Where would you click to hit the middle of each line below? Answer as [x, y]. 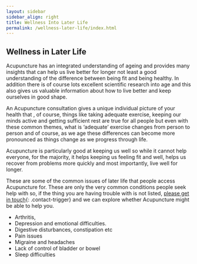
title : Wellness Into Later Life [47, 22]
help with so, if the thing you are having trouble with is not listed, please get [98, 194]
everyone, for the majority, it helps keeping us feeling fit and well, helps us [96, 157]
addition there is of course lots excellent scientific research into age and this [98, 84]
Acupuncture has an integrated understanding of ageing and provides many [98, 66]
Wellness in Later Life [46, 51]
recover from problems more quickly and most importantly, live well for [92, 163]
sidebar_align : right [33, 17]
